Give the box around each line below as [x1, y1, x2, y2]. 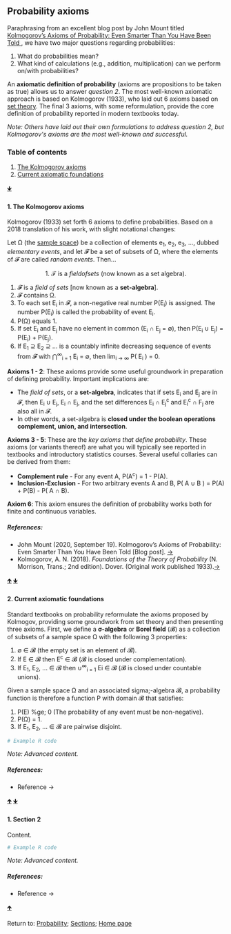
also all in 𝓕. [17, 407, 52, 415]
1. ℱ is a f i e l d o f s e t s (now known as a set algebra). [45, 269, 187, 278]
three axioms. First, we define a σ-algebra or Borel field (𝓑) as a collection [7, 625, 221, 633]
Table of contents [7, 147, 68, 157]
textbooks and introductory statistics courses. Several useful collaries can [7, 450, 218, 458]
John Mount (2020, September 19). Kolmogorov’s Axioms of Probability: [17, 541, 222, 549]
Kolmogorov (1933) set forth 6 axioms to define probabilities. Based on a [7, 217, 213, 226]
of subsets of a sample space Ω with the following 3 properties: [7, 632, 188, 641]
